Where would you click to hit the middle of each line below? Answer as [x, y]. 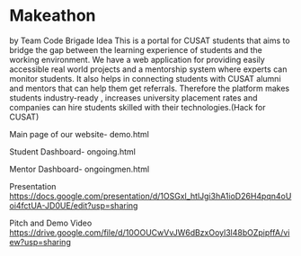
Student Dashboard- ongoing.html [73, 151]
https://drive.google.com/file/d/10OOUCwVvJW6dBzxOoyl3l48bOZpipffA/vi [150, 232]
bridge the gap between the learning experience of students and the [136, 49]
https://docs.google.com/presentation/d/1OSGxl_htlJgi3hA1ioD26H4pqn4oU [150, 196]
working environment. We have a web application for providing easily [137, 59]
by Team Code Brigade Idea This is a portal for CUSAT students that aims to [150, 40]
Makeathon [53, 16]
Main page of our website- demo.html [80, 134]
